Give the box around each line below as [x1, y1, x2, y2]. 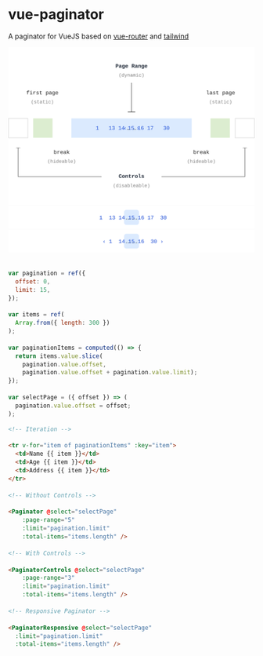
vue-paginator [8, 5, 104, 24]
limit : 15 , [15, 286, 51, 293]
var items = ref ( [8, 311, 65, 319]
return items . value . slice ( [15, 352, 103, 360]
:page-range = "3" [22, 574, 76, 582]
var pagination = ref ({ [8, 269, 86, 277]
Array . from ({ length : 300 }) [15, 319, 110, 327]
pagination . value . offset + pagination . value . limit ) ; [22, 369, 198, 377]
